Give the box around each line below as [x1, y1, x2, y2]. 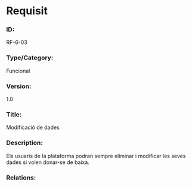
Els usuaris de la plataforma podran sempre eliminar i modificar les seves [6, 152, 186, 159]
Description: [6, 138, 43, 147]
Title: [6, 111, 22, 118]
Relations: [6, 174, 36, 182]
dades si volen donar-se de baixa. [6, 159, 89, 166]
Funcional [6, 67, 30, 74]
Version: [6, 82, 32, 90]
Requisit [6, 4, 48, 18]
